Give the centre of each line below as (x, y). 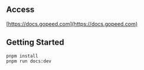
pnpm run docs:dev (29, 61)
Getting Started (35, 43)
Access (20, 10)
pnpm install (22, 56)
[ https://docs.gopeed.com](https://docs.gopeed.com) (72, 24)
